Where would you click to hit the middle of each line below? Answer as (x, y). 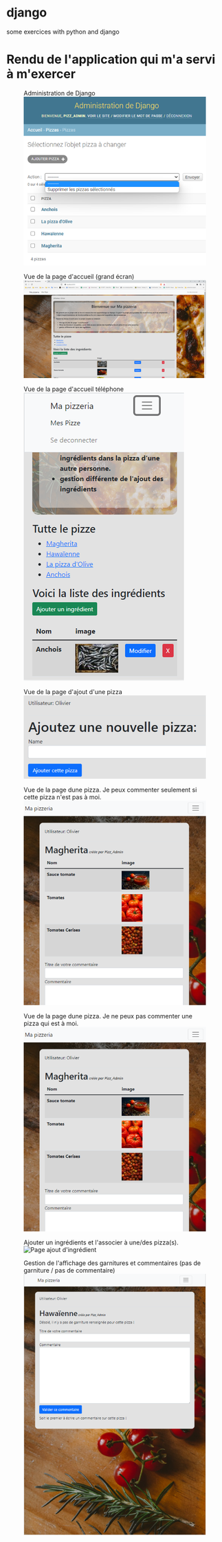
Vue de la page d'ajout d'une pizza (73, 691)
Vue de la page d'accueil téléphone (74, 389)
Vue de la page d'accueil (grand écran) (79, 277)
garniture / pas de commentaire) (69, 1270)
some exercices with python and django (63, 32)
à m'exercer (41, 74)
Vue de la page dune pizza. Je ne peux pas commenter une (108, 1016)
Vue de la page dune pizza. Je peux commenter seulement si (110, 790)
